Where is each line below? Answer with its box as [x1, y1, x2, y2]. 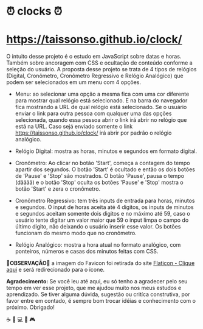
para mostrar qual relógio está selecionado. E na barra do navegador [15, 97, 188, 104]
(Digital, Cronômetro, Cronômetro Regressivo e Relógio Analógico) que [6, 72, 184, 80]
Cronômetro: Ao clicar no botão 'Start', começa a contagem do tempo [15, 160, 190, 167]
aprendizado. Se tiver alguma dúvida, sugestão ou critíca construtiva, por [6, 291, 190, 298]
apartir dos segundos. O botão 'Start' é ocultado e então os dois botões [15, 166, 196, 173]
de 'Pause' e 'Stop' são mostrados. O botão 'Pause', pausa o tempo [15, 172, 184, 180]
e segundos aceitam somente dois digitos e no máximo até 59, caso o [15, 210, 190, 218]
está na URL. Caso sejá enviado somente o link [15, 123, 133, 130]
